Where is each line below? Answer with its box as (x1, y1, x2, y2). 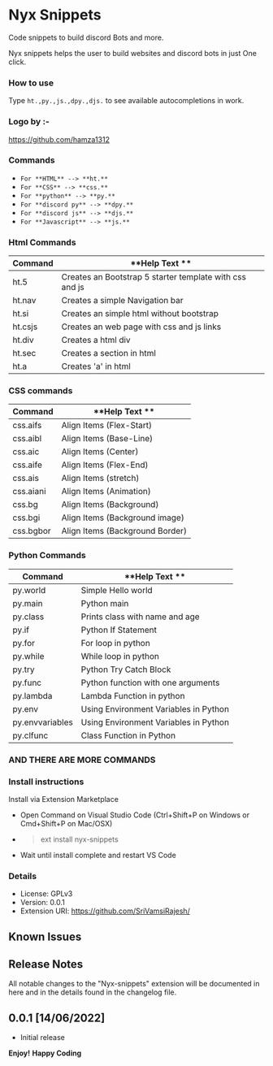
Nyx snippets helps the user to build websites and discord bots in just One (8, 48, 258, 58)
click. (8, 57, 27, 67)
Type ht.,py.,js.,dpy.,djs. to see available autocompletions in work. (8, 96, 245, 106)
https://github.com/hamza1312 (8, 134, 110, 144)
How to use (8, 77, 54, 89)
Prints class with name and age (80, 611, 201, 622)
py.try (12, 664, 35, 675)
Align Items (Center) (61, 446, 139, 457)
